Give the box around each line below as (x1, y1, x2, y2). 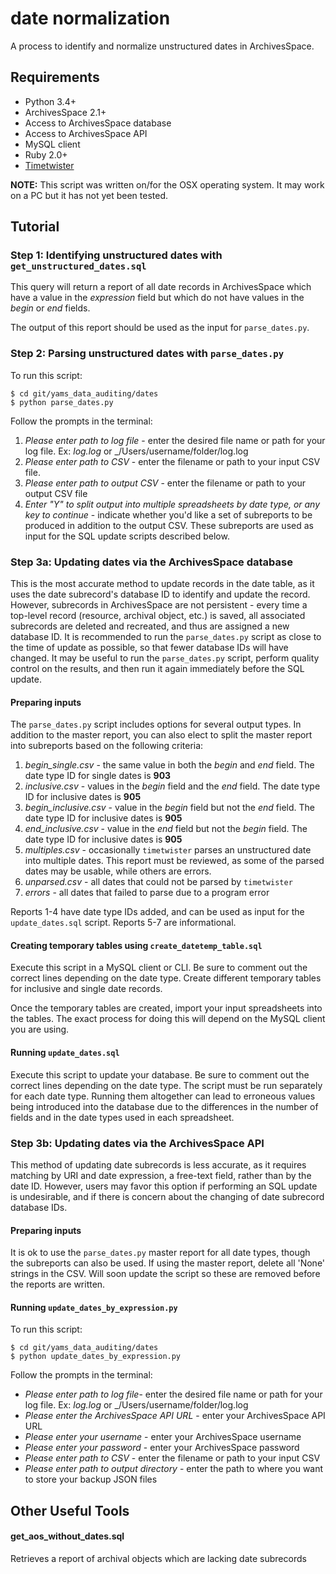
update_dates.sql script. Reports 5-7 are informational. (10, 917, 237, 929)
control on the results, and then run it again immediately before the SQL (10, 663, 305, 675)
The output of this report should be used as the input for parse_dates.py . (10, 322, 310, 334)
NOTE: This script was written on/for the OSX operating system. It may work (10, 178, 325, 191)
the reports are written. (10, 1278, 106, 1291)
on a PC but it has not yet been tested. (10, 189, 169, 201)
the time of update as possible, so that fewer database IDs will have (10, 642, 289, 654)
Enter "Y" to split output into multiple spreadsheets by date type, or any (24, 498, 321, 510)
